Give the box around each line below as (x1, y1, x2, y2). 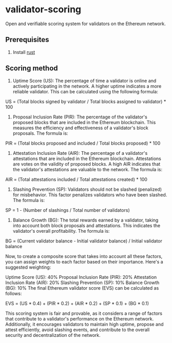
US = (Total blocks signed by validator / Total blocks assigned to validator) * (5, 98, 166, 105)
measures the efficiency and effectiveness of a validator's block (12, 125, 149, 131)
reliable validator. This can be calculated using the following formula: (12, 88, 158, 94)
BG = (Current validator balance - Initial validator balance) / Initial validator (5, 237, 163, 244)
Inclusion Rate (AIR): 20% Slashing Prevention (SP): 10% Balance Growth (5, 279, 160, 286)
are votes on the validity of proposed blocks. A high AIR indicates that (12, 160, 161, 167)
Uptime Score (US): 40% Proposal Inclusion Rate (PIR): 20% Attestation (5, 274, 157, 280)
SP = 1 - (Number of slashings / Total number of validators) (5, 207, 130, 213)
